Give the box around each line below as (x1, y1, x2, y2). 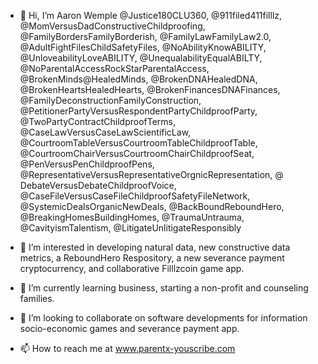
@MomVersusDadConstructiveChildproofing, (19, 20, 206, 32)
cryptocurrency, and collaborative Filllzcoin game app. (19, 263, 245, 274)
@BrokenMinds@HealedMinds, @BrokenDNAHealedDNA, (19, 73, 258, 85)
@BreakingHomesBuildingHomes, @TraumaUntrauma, (19, 211, 245, 223)
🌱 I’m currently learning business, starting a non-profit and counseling (19, 282, 309, 294)
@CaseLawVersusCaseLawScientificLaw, (19, 126, 192, 138)
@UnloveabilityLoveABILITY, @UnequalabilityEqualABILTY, (19, 52, 263, 64)
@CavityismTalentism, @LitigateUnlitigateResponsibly (19, 222, 242, 234)
